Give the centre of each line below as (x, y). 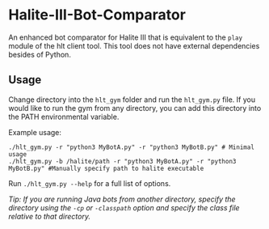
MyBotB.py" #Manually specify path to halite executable (106, 168)
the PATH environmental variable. (64, 117)
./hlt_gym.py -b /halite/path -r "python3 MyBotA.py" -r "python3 (122, 161)
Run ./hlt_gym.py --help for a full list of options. (90, 183)
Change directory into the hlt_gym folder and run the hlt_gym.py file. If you (132, 100)
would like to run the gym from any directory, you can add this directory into (135, 108)
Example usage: (35, 132)
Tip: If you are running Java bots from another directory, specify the (122, 199)
